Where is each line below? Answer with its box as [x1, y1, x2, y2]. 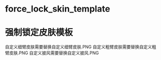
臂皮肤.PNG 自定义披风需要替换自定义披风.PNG [5, 50, 99, 56]
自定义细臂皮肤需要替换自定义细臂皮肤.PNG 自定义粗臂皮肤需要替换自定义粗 [5, 44, 156, 50]
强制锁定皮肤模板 [5, 27, 73, 38]
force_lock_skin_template [5, 3, 110, 15]
